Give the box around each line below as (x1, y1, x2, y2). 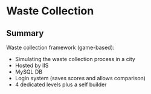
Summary (6, 28, 44, 38)
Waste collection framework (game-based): (6, 44, 115, 51)
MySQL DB (14, 68, 43, 75)
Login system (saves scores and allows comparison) (14, 75, 146, 81)
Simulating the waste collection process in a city (14, 56, 136, 62)
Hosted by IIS (14, 62, 49, 69)
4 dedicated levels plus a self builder (14, 81, 107, 88)
